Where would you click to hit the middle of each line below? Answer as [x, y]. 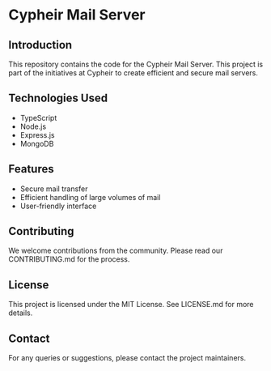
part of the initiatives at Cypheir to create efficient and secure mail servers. [133, 73]
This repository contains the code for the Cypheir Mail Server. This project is [136, 64]
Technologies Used [58, 98]
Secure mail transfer [54, 189]
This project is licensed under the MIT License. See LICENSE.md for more [131, 305]
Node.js [33, 126]
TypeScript [38, 117]
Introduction [40, 45]
